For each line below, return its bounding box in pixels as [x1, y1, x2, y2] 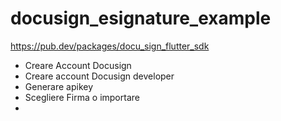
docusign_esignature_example [10, 7, 272, 30]
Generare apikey [24, 80, 94, 92]
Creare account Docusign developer [24, 70, 175, 82]
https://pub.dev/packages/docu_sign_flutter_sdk [10, 40, 210, 52]
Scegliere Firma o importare [24, 91, 140, 103]
